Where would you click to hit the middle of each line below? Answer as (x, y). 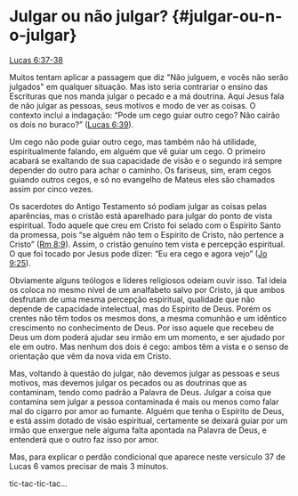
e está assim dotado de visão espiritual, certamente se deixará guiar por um (149, 420)
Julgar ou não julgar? (89, 16)
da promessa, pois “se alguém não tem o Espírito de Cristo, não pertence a (147, 234)
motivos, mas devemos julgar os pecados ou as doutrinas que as (128, 382)
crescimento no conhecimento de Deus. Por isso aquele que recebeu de (141, 328)
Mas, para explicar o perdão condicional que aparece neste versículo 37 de (148, 457)
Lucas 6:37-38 (36, 60)
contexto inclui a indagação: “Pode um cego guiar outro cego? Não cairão (145, 115)
